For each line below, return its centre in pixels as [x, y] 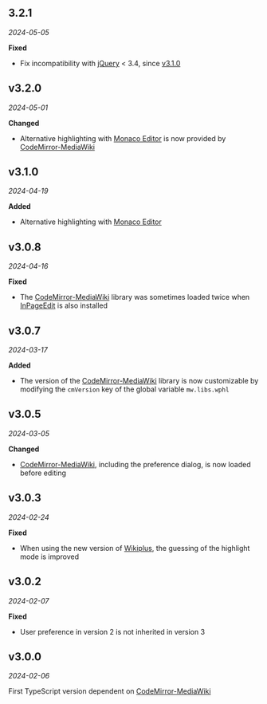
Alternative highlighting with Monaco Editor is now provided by [123, 138]
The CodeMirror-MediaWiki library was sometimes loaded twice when [135, 297]
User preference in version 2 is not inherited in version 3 [112, 631]
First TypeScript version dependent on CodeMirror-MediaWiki [110, 691]
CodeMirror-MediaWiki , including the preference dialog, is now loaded [135, 464]
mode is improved [49, 557]
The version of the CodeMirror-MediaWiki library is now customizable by [139, 381]
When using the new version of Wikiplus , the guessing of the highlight [135, 548]
